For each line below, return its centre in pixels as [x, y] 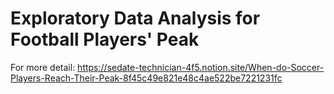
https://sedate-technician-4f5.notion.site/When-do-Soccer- [201, 67]
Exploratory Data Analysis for [135, 18]
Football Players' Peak [105, 39]
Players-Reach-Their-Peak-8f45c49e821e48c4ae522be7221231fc [146, 78]
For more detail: [43, 67]
